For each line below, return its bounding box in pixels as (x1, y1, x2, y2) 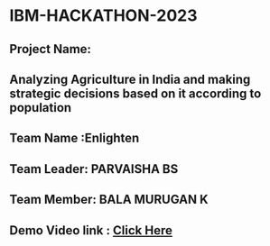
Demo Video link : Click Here (9, 223, 173, 238)
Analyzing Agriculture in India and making (9, 71, 251, 87)
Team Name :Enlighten (9, 131, 140, 146)
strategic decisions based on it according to (9, 86, 262, 101)
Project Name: (9, 41, 92, 57)
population (9, 100, 72, 115)
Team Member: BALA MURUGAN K (9, 192, 209, 207)
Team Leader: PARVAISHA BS (9, 161, 179, 177)
